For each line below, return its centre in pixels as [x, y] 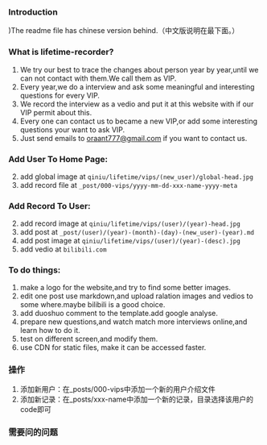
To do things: [35, 270]
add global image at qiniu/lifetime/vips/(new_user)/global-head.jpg [136, 177]
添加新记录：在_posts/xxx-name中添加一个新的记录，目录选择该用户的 [137, 399]
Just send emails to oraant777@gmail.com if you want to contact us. [133, 138]
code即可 [35, 409]
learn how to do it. [50, 331]
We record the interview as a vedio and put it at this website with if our [137, 104]
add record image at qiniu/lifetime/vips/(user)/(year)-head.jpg [130, 223]
